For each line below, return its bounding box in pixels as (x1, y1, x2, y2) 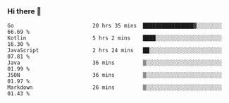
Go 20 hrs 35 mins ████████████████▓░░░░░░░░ (7, 23, 222, 30)
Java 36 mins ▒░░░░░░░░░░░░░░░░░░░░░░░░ (7, 59, 222, 66)
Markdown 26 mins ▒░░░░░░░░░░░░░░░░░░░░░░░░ (7, 84, 222, 91)
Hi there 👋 (7, 6, 42, 16)
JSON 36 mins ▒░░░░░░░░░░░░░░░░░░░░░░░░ (7, 72, 222, 79)
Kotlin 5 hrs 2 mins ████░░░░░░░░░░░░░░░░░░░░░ (7, 35, 222, 42)
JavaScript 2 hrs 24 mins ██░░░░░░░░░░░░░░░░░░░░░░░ (7, 47, 222, 54)
